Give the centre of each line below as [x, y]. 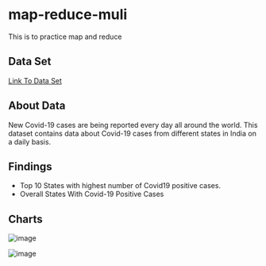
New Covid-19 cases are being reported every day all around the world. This [133, 125]
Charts [26, 219]
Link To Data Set [35, 80]
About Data [37, 106]
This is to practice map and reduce [65, 37]
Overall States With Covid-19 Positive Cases [92, 194]
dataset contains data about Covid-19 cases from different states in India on [132, 133]
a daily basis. [30, 141]
